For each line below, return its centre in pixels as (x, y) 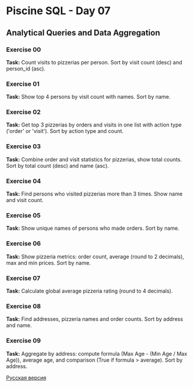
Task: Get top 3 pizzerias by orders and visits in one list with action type (94, 125)
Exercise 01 (23, 84)
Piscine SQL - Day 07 (58, 11)
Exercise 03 (24, 147)
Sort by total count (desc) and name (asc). (58, 165)
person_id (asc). (26, 69)
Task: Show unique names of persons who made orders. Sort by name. (93, 228)
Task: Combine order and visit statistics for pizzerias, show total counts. (94, 159)
